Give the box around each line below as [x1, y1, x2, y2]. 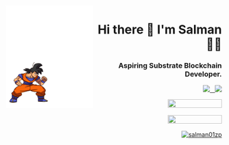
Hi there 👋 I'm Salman [97, 22, 222, 38]
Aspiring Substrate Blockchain [118, 61, 222, 70]
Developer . [184, 70, 222, 79]
